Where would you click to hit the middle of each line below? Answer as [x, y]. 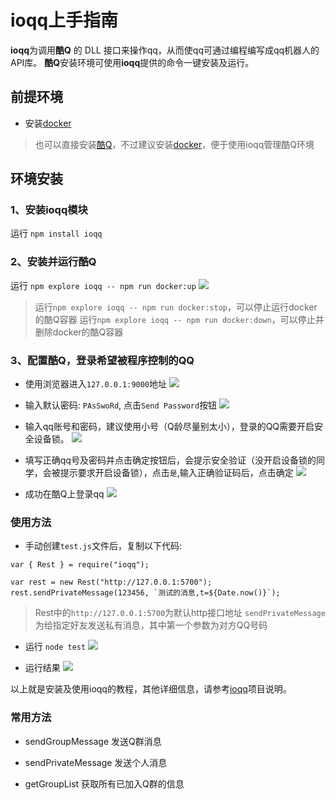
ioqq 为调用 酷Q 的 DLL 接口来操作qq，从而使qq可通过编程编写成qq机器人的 [165, 50]
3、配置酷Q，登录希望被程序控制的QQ [102, 360]
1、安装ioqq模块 [49, 210]
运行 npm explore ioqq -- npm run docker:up [103, 285]
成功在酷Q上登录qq [64, 494]
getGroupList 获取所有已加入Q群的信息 [104, 783]
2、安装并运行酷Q [53, 262]
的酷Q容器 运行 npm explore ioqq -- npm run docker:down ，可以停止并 [179, 319]
